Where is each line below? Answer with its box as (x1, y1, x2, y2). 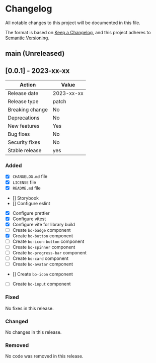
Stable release (8, 147, 42, 154)
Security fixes (8, 139, 41, 146)
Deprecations (8, 114, 40, 121)
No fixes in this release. (5, 305, 54, 311)
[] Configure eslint (12, 200, 50, 206)
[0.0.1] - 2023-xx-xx (5, 66, 70, 75)
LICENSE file (12, 179, 36, 185)
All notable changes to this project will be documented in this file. (5, 20, 141, 26)
